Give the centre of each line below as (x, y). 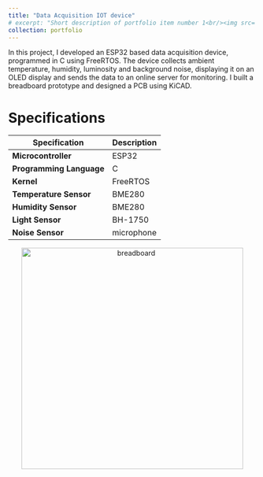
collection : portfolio (45, 30)
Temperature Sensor (52, 194)
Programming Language (58, 168)
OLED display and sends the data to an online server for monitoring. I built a (131, 78)
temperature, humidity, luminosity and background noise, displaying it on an (131, 69)
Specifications (57, 118)
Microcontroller (42, 156)
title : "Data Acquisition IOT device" (72, 15)
